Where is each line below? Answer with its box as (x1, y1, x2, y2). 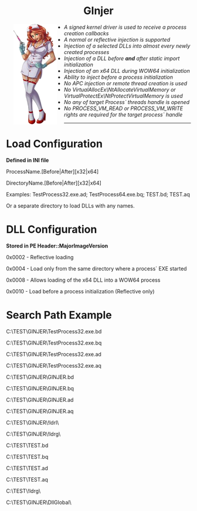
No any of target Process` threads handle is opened (64, 98, 190, 105)
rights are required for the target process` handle (64, 111, 183, 118)
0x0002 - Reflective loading (6, 253, 74, 260)
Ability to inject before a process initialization (64, 74, 174, 81)
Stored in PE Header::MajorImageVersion (6, 242, 108, 249)
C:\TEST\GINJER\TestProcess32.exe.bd (6, 328, 102, 335)
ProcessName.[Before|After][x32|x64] (6, 168, 99, 175)
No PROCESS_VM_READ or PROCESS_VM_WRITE (64, 105, 184, 112)
